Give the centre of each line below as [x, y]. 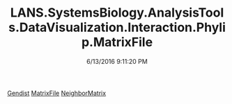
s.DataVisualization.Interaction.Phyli [117, 27]
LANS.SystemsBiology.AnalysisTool [117, 13]
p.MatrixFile [117, 42]
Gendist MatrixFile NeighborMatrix [57, 93]
